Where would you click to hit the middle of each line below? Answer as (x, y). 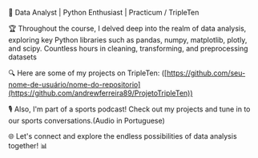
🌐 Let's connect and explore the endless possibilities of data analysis (123, 136)
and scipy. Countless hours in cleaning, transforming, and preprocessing (128, 49)
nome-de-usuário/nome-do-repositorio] (75, 85)
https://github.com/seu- (206, 73)
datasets (23, 57)
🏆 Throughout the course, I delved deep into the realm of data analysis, (127, 28)
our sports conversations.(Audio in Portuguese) (87, 121)
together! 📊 (28, 146)
